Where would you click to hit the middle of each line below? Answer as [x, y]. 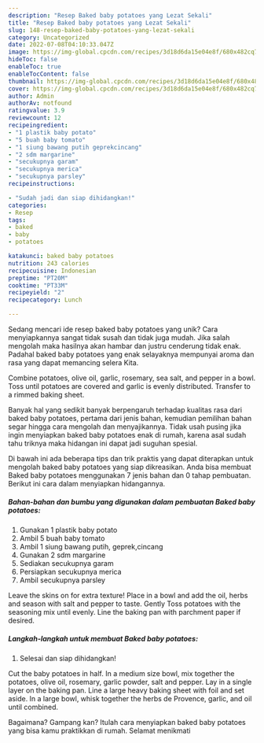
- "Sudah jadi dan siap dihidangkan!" [71, 198]
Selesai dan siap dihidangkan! [68, 658]
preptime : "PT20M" [38, 278]
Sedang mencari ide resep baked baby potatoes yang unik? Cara [113, 329]
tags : [17, 220]
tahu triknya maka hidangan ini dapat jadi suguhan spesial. [103, 443]
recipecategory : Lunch [45, 300]
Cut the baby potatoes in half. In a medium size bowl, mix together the [121, 673]
